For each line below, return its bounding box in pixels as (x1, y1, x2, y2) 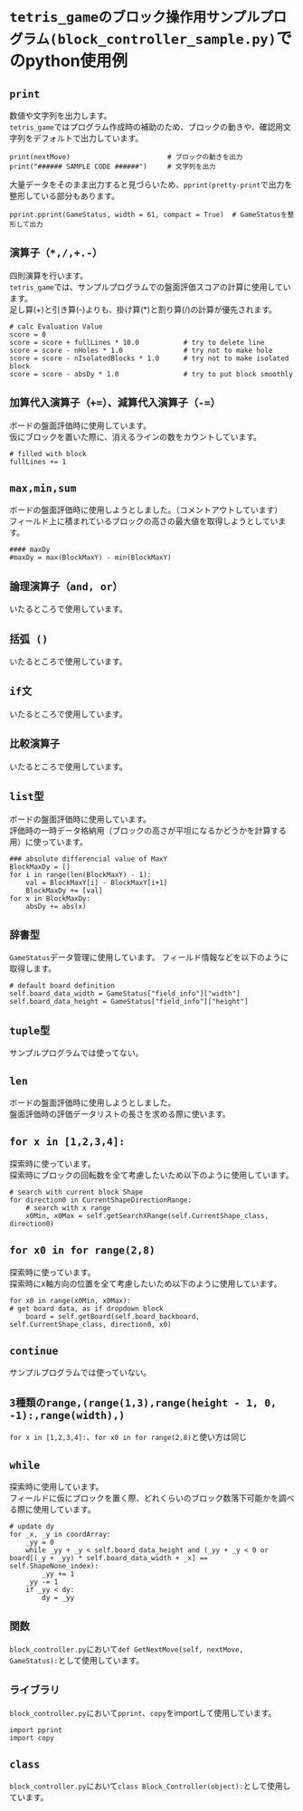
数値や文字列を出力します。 (9, 110, 112, 120)
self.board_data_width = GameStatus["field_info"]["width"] (9, 989, 241, 998)
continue (9, 1344, 59, 1358)
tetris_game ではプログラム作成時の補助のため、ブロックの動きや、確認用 (9, 121, 283, 132)
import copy (9, 1733, 54, 1742)
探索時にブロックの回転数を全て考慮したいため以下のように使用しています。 (9, 1169, 294, 1180)
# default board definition (9, 981, 116, 991)
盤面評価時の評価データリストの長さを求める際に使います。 (9, 1108, 231, 1119)
